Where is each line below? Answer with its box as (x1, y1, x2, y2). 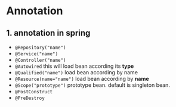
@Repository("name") (14, 45, 66, 51)
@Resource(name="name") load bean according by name (14, 75, 149, 82)
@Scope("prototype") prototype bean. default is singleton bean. (14, 81, 170, 89)
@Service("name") (14, 51, 58, 57)
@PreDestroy (14, 95, 45, 101)
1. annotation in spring (6, 28, 91, 38)
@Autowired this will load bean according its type (14, 62, 134, 70)
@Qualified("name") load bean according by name (14, 69, 138, 75)
